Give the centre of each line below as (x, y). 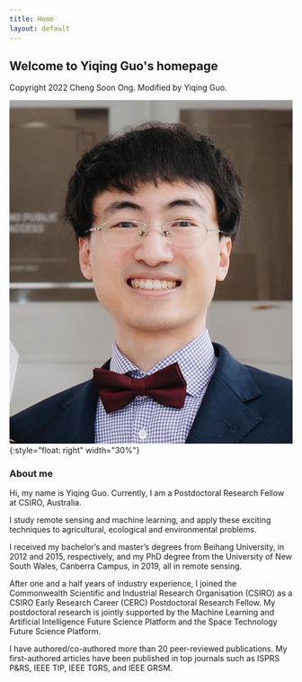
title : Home (31, 19)
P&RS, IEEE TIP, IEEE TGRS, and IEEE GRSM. (91, 668)
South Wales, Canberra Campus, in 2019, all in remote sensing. (126, 566)
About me (31, 473)
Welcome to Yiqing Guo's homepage (114, 66)
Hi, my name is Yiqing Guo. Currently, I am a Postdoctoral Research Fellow (147, 493)
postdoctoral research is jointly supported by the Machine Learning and (142, 613)
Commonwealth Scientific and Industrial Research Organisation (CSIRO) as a (151, 593)
